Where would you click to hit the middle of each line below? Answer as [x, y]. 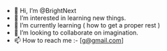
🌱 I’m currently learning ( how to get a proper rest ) [87, 25]
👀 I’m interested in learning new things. [70, 18]
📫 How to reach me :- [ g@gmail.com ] [69, 40]
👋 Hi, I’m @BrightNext [45, 11]
